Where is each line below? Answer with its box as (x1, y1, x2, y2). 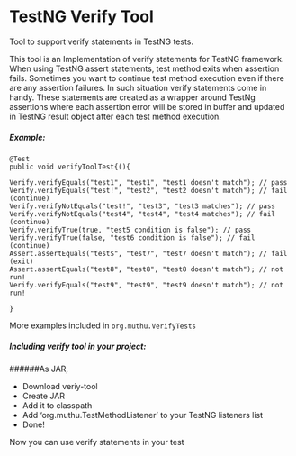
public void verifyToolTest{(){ (9, 162, 130, 171)
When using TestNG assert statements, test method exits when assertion (9, 63, 280, 74)
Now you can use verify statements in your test (9, 436, 184, 447)
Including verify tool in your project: (9, 341, 147, 351)
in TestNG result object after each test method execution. (9, 111, 222, 122)
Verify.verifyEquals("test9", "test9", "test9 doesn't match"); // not (9, 280, 283, 289)
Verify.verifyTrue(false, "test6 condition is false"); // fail (9, 233, 256, 242)
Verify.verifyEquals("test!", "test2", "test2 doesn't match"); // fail (9, 186, 288, 195)
